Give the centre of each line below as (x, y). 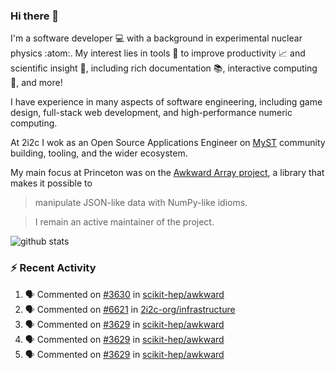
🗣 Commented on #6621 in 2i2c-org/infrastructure (130, 309)
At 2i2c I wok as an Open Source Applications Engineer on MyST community (168, 143)
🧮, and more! (36, 83)
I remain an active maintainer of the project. (124, 222)
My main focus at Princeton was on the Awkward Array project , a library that (167, 173)
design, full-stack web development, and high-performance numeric (151, 113)
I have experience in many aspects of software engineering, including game (166, 102)
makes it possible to (51, 183)
